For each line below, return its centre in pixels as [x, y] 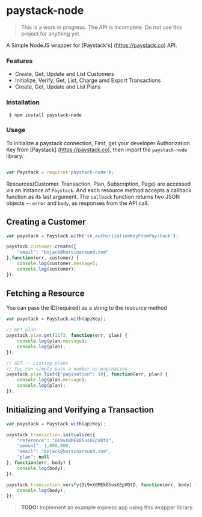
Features [20, 61]
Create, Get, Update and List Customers [64, 74]
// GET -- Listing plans [37, 363]
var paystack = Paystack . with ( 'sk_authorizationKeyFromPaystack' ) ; [93, 236]
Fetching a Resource [45, 294]
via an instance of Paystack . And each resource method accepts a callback [99, 190]
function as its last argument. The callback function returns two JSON [93, 196]
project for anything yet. [51, 33]
